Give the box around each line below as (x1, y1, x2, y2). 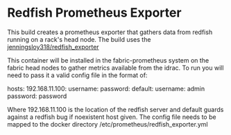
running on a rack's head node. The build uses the (7, 35, 151, 43)
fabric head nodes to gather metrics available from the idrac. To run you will (7, 63, 224, 72)
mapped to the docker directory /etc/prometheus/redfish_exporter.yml (7, 120, 208, 128)
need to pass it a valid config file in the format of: (7, 71, 148, 79)
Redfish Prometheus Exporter (7, 5, 182, 21)
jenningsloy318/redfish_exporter (7, 42, 99, 51)
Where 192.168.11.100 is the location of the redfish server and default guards (7, 105, 224, 113)
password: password (7, 92, 67, 100)
